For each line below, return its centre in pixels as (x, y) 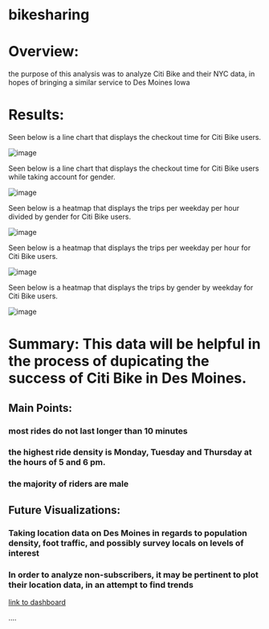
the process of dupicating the (109, 362)
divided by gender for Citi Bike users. (69, 217)
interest (24, 553)
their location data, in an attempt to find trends (101, 585)
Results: (36, 115)
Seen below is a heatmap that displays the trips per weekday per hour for (130, 248)
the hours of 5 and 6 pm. (57, 462)
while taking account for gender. (62, 177)
